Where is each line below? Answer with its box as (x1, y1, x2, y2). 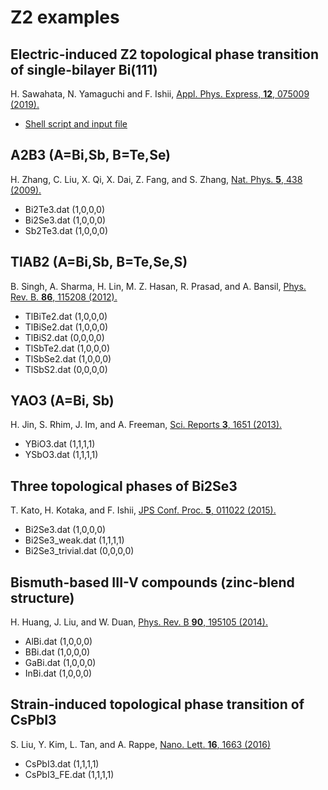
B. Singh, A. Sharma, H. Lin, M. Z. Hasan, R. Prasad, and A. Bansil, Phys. (10, 280, 307, 292)
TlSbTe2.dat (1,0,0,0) (24, 342, 111, 354)
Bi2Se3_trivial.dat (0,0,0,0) (24, 545, 135, 557)
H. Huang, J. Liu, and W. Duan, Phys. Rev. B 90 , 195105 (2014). (10, 616, 268, 628)
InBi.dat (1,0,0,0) (24, 667, 93, 680)
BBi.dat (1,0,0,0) (24, 646, 91, 658)
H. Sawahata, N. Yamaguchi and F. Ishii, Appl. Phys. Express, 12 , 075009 (10, 88, 310, 100)
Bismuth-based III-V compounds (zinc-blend (10, 574, 295, 591)
